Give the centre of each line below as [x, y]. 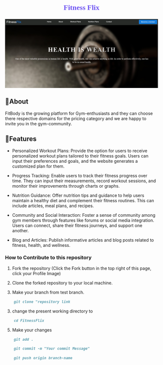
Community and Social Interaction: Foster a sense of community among [84, 215]
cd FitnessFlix [29, 321]
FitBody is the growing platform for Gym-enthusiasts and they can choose [79, 113]
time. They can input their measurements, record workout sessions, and [84, 181]
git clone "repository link [42, 302]
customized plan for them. [38, 166]
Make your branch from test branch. [48, 292]
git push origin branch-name [43, 358]
